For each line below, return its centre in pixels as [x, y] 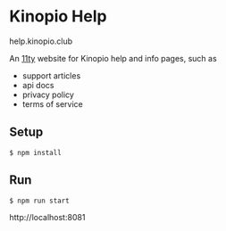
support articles [51, 75]
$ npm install [36, 153]
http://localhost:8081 [47, 217]
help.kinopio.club [41, 41]
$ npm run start [39, 201]
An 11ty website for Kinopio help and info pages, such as [113, 58]
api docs [38, 85]
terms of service [52, 103]
